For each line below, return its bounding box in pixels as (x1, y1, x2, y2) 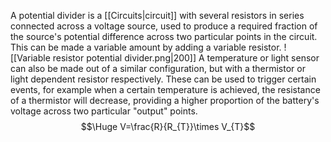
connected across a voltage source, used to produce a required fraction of (10, 20, 318, 32)
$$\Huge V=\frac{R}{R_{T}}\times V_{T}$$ (80, 121, 256, 132)
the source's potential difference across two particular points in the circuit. (10, 31, 318, 42)
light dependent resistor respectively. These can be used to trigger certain (10, 73, 317, 85)
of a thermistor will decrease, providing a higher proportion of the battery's (10, 95, 320, 106)
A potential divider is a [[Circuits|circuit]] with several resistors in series (10, 10, 305, 21)
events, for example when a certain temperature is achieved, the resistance (10, 84, 321, 95)
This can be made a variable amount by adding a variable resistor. (10, 41, 282, 53)
